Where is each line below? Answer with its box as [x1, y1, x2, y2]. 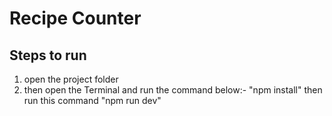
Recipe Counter [9, 7, 142, 30]
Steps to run [9, 47, 87, 64]
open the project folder [23, 73, 119, 85]
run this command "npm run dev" [23, 95, 162, 106]
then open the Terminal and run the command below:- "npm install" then [23, 84, 323, 96]
